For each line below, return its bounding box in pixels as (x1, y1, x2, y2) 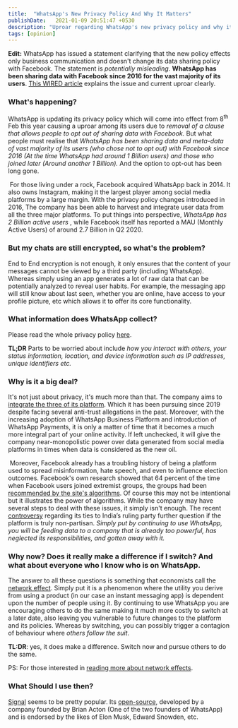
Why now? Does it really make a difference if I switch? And (8, 551, 213, 561)
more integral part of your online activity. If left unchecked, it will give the (8, 430, 221, 438)
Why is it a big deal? (8, 376, 78, 386)
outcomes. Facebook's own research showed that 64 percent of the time (8, 474, 220, 482)
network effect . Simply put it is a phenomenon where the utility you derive (8, 584, 223, 592)
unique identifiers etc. (8, 359, 71, 367)
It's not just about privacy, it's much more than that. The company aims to (8, 393, 222, 401)
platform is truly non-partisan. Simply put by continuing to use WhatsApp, (8, 519, 223, 527)
